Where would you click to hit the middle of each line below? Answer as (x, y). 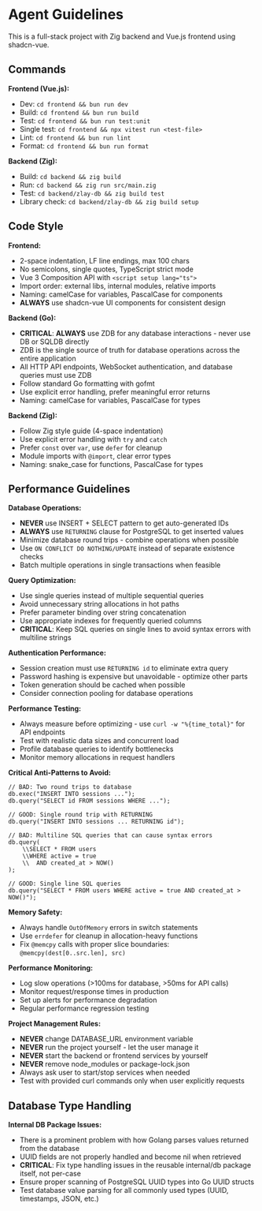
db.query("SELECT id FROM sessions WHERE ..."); (89, 801)
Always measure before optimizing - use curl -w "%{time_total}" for (132, 724)
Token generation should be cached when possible (102, 685)
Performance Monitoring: (50, 968)
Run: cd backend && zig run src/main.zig (88, 185)
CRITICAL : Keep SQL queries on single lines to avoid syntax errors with (135, 630)
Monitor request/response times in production (94, 992)
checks (31, 557)
